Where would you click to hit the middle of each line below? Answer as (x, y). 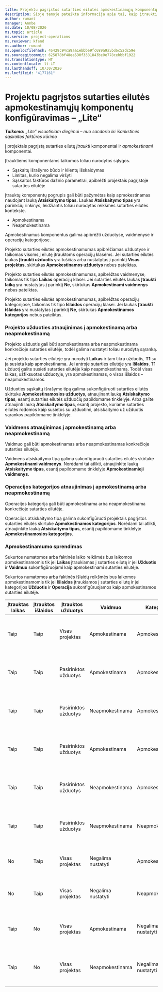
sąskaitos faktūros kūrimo (31, 136)
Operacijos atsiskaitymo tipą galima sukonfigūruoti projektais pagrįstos (76, 518)
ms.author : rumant (24, 46)
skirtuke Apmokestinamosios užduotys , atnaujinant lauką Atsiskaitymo (78, 394)
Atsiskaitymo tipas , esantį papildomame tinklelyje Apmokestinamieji (74, 469)
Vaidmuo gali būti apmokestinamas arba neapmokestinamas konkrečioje (77, 444)
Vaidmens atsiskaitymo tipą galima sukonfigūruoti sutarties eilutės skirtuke (80, 459)
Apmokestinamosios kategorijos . (39, 534)
